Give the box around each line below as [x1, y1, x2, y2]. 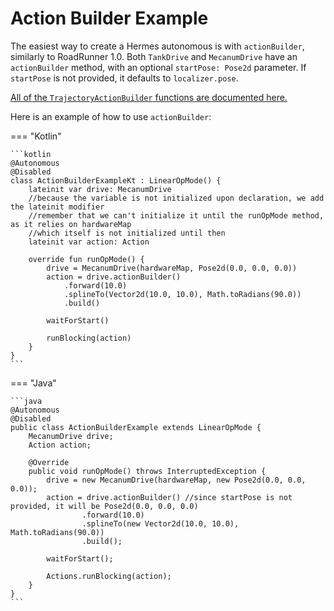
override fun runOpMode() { [28, 254, 145, 264]
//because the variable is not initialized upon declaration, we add [28, 193, 325, 203]
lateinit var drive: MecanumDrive [28, 184, 172, 194]
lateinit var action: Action [28, 237, 150, 247]
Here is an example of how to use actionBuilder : [10, 110, 212, 122]
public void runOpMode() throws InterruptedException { [28, 466, 267, 476]
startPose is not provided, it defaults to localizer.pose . [10, 72, 239, 84]
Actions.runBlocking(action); [46, 571, 172, 581]
